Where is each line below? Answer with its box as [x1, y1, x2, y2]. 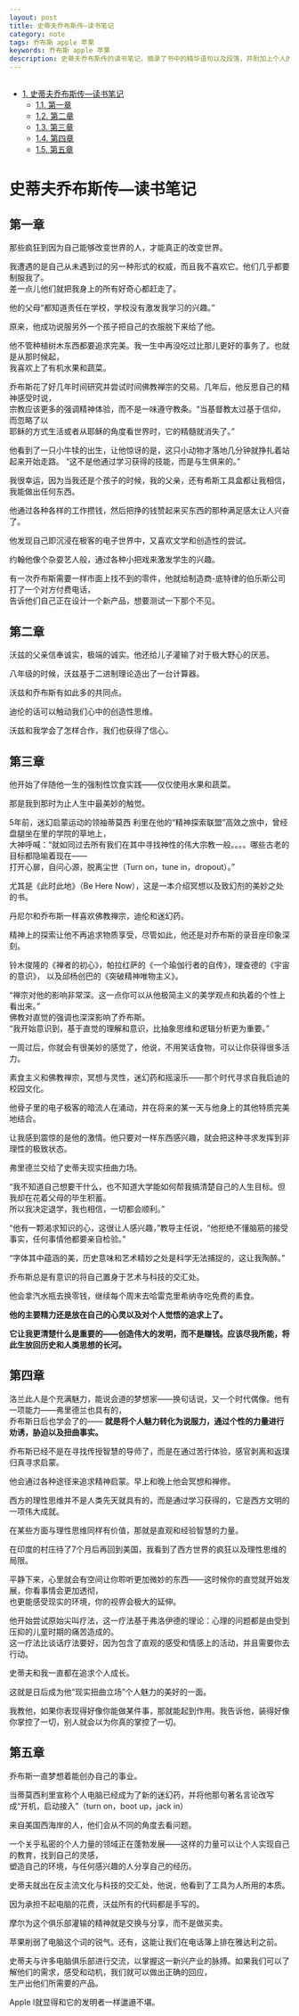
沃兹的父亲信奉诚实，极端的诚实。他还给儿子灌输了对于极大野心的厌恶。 [9, 650, 274, 660]
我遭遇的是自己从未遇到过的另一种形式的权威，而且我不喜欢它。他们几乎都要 [9, 261, 290, 272]
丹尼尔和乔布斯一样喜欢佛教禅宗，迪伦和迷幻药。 [9, 911, 189, 922]
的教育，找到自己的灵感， [9, 1849, 103, 1860]
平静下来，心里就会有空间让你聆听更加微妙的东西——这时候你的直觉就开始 [9, 1574, 282, 1585]
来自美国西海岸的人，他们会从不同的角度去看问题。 [9, 1819, 197, 1830]
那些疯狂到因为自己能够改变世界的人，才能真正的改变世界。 [9, 242, 228, 253]
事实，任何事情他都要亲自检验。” [9, 1233, 126, 1244]
